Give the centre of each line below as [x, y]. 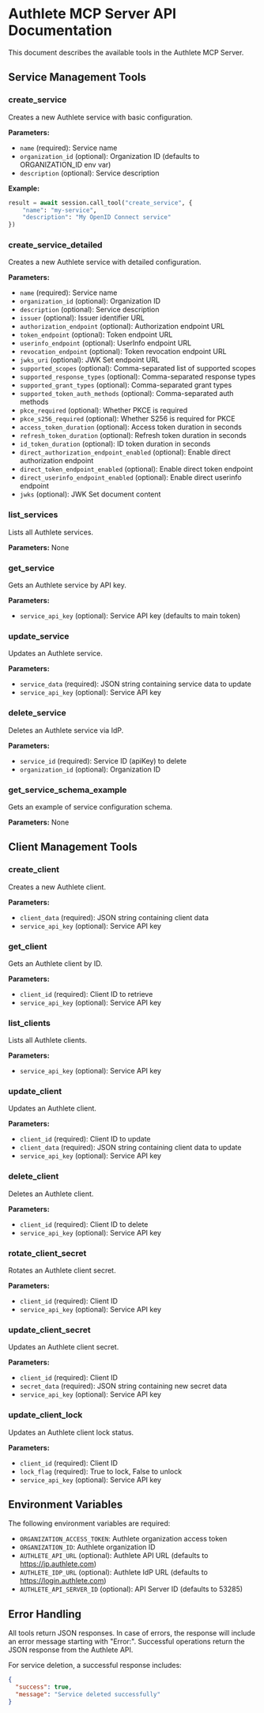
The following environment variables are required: [89, 1523]
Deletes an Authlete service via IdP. [66, 730]
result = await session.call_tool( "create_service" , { [100, 202]
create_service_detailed [55, 245]
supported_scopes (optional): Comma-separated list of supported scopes [138, 368]
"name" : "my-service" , [60, 210]
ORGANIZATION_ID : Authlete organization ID [87, 1547]
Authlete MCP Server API [92, 14]
